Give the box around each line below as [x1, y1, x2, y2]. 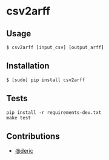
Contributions [6, 132, 60, 142]
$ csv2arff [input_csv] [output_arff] [6, 44, 104, 50]
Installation [6, 61, 50, 71]
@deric [15, 147, 33, 155]
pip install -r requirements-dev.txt [6, 109, 102, 116]
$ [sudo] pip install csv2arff [6, 77, 85, 83]
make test [6, 115, 31, 121]
